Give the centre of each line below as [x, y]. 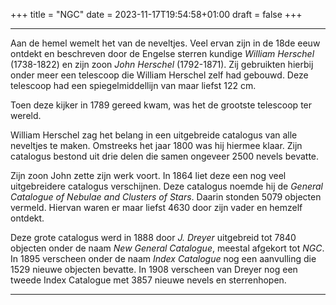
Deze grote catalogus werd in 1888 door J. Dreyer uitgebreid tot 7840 [153, 237]
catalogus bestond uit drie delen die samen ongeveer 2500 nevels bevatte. [165, 156]
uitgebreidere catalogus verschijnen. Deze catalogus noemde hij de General [167, 186]
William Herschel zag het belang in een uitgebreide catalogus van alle [154, 135]
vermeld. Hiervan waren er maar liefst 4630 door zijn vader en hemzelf [156, 207]
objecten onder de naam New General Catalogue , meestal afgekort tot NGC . [167, 248]
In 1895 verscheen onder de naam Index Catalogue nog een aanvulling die [163, 258]
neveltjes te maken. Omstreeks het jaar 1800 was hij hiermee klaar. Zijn [156, 145]
